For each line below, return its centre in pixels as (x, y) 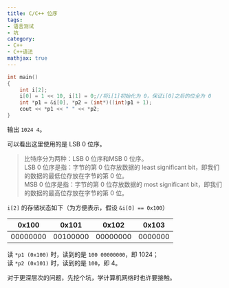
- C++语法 (20, 52)
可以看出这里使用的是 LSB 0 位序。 (56, 144)
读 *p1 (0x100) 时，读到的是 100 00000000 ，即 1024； (83, 254)
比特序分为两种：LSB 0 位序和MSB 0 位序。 (86, 158)
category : (21, 39)
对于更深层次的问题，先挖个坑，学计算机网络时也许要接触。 (91, 277)
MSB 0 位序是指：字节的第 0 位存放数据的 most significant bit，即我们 (123, 184)
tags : (15, 20)
